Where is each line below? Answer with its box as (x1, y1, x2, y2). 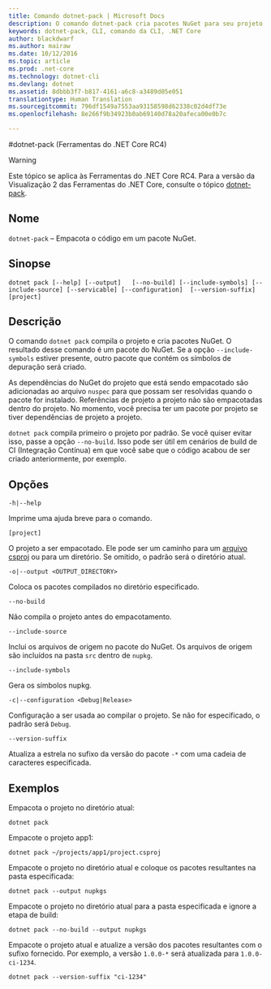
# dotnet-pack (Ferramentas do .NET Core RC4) (8, 140, 167, 149)
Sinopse (8, 257, 51, 271)
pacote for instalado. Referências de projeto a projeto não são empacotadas (8, 395, 263, 405)
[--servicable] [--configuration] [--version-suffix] (66, 285, 256, 293)
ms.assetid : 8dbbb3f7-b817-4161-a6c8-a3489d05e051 (8, 87, 183, 96)
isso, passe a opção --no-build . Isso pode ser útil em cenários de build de (8, 436, 258, 447)
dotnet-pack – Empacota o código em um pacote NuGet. (8, 233, 196, 243)
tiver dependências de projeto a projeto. (8, 412, 143, 423)
